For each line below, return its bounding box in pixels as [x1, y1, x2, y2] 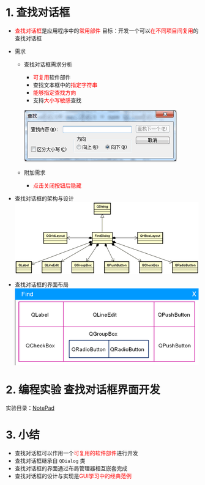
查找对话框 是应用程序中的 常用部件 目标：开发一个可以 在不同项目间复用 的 [14, 27, 199, 34]
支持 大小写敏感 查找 [32, 96, 82, 104]
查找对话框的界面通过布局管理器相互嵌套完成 [14, 465, 128, 472]
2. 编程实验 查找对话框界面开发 [6, 383, 160, 397]
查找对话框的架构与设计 [14, 194, 74, 202]
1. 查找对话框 [6, 6, 70, 20]
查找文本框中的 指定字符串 [32, 81, 98, 89]
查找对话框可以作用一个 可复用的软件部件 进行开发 [14, 450, 138, 457]
